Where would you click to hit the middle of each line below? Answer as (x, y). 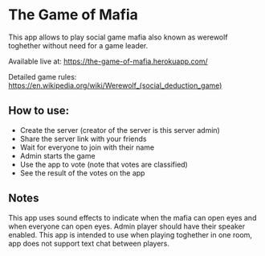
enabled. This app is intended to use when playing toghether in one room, (130, 234)
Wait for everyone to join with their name (87, 147)
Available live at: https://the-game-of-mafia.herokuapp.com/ (108, 61)
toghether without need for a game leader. (78, 45)
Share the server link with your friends (83, 138)
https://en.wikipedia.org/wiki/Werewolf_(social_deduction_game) (115, 85)
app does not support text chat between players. (89, 243)
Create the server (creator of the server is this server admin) (120, 130)
